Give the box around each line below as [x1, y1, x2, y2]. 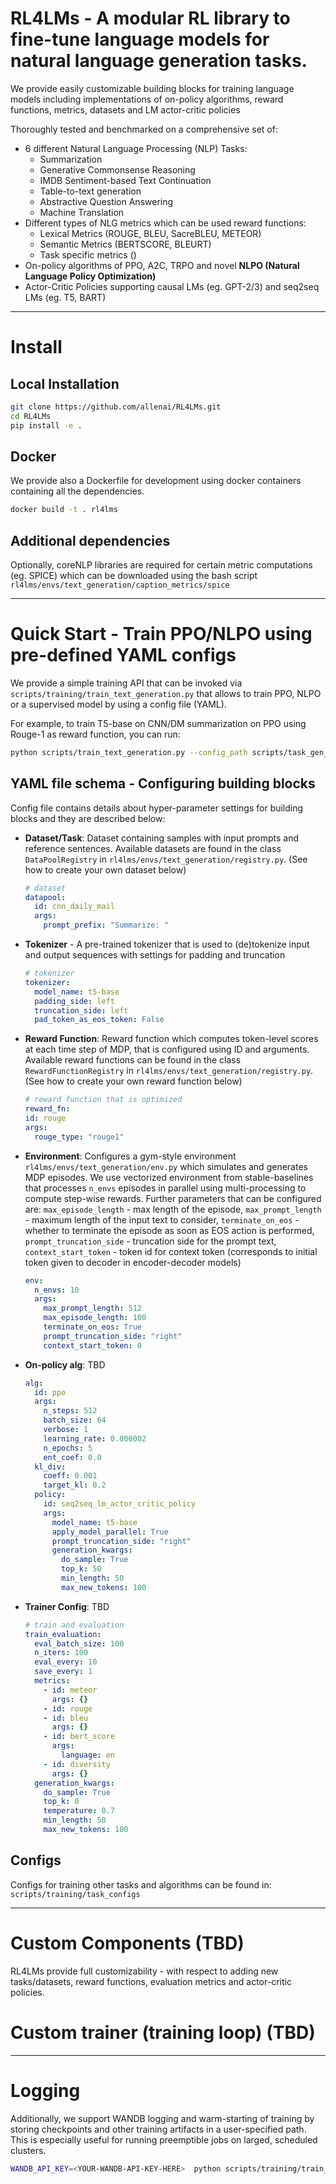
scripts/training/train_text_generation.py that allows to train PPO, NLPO [10, 688, 322, 699]
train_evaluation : [24, 1629, 102, 1639]
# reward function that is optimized [24, 1095, 183, 1105]
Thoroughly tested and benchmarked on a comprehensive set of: [10, 123, 278, 135]
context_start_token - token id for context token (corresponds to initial [24, 1245, 318, 1257]
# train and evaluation [24, 1620, 125, 1630]
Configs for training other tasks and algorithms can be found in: [10, 1878, 272, 1891]
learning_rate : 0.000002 [43, 1433, 147, 1444]
